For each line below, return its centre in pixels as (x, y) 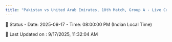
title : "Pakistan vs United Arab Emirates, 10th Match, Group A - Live (83, 10)
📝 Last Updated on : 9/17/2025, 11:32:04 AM (52, 34)
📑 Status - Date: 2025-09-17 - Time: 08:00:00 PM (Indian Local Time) (79, 24)
